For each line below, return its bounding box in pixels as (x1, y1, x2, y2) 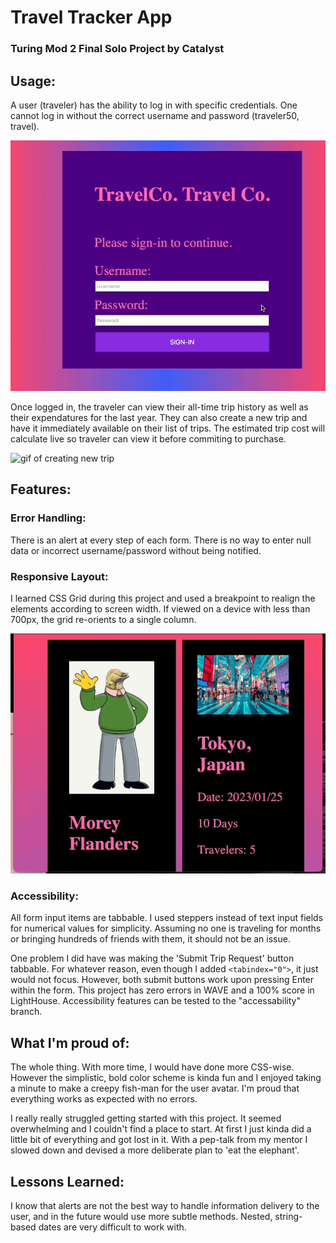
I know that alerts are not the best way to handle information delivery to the (10, 1200, 320, 1212)
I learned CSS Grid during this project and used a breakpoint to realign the (10, 592, 316, 605)
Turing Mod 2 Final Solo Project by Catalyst (10, 42, 225, 56)
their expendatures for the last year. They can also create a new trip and (10, 412, 308, 424)
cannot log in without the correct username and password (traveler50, (10, 109, 300, 121)
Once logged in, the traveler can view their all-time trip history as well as (10, 401, 309, 413)
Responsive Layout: (10, 569, 109, 583)
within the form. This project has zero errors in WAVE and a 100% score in (10, 984, 315, 996)
